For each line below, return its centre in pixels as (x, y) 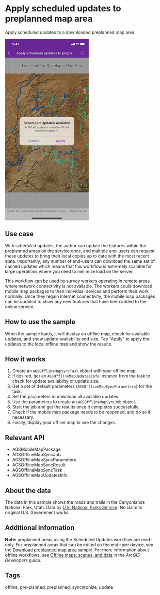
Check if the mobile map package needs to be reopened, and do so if (81, 412)
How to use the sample (40, 322)
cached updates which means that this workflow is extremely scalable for (79, 266)
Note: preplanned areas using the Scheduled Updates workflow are (72, 539)
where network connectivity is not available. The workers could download (79, 286)
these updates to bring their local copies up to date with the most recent (77, 256)
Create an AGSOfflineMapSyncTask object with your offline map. (74, 371)
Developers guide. (23, 560)
